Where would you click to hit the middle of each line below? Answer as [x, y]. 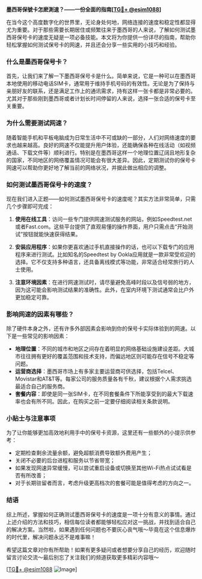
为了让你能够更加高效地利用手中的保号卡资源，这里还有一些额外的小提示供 [98, 433]
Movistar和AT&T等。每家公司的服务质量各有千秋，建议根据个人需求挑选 [103, 379]
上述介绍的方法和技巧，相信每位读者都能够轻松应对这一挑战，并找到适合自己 [101, 522]
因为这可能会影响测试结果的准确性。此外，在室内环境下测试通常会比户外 [104, 289]
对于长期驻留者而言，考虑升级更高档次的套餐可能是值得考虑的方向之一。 [104, 483]
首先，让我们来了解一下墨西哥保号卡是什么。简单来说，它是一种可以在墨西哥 [101, 76]
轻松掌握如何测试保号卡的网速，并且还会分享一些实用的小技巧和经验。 [93, 45]
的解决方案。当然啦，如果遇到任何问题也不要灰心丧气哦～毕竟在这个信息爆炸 [101, 529]
